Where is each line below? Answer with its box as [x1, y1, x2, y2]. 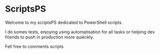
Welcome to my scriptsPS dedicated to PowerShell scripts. [5, 19, 123, 25]
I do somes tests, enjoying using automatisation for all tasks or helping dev [5, 29, 155, 35]
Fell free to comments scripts [5, 43, 64, 49]
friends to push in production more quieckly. [5, 34, 94, 40]
